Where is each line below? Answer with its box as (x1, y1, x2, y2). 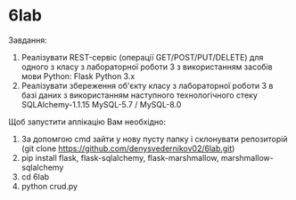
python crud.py (21, 180, 78, 191)
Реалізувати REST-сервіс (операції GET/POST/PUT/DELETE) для (21, 52, 264, 62)
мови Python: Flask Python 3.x (21, 70, 136, 81)
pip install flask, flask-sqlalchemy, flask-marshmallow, (21, 152, 219, 163)
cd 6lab (21, 171, 50, 182)
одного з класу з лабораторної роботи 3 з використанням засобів (21, 61, 273, 72)
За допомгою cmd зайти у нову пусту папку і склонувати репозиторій (21, 133, 288, 144)
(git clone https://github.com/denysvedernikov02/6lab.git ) (21, 143, 235, 154)
